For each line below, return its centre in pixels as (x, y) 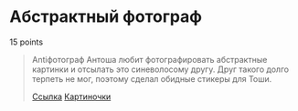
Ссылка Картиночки (71, 96)
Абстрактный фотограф (106, 17)
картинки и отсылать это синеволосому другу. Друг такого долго (160, 69)
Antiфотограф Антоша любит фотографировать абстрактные (149, 59)
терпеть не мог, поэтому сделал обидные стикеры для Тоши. (152, 78)
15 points (27, 42)
